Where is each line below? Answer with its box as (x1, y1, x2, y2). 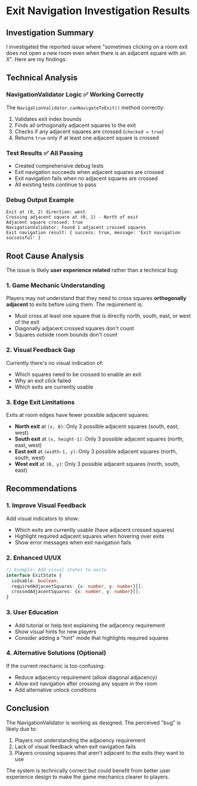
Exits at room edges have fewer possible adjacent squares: (6, 411, 149, 418)
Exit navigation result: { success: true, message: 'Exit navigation (6, 230, 181, 236)
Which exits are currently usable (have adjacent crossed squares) (14, 526, 175, 533)
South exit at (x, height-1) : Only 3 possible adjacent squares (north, (14, 435, 184, 442)
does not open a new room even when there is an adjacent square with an (6, 50, 186, 57)
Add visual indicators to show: (6, 515, 80, 522)
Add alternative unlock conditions (14, 686, 97, 693)
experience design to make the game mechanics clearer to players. (6, 773, 170, 780)
